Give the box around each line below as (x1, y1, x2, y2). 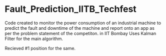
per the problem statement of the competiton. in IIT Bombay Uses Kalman (4, 30, 156, 36)
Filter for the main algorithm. (4, 36, 63, 42)
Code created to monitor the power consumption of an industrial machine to (4, 20, 161, 26)
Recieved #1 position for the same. (4, 45, 76, 51)
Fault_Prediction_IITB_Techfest (4, 3, 137, 15)
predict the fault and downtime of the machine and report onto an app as (4, 25, 155, 31)
